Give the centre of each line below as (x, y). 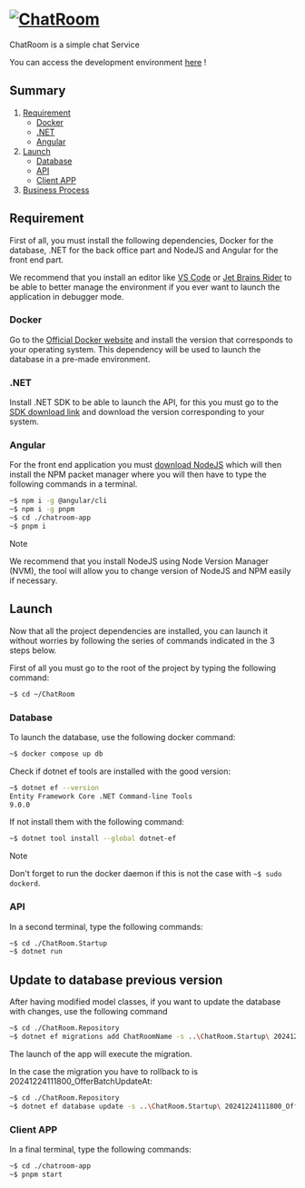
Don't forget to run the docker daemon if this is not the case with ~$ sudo (146, 874)
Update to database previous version (116, 980)
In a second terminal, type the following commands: (106, 926)
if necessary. (34, 580)
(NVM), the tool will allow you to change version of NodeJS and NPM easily (150, 570)
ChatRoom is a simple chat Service (75, 45)
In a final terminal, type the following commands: (101, 1149)
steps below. (33, 650)
